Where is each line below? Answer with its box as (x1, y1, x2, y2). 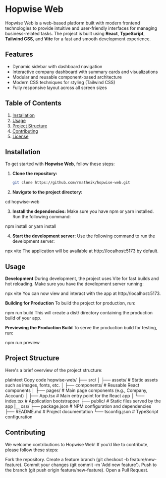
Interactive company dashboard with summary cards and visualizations (12, 69, 158, 75)
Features (5, 50, 33, 59)
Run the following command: (12, 214, 71, 220)
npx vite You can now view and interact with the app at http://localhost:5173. (5, 290, 161, 296)
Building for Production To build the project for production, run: (5, 300, 136, 306)
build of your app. (5, 315, 42, 321)
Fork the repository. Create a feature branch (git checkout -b (5, 456, 129, 462)
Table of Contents (5, 99, 62, 107)
